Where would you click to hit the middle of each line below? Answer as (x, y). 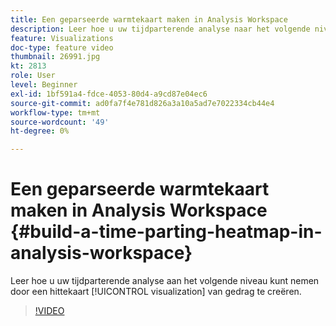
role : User (33, 76)
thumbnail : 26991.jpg (55, 57)
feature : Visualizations (62, 38)
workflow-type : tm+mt (55, 112)
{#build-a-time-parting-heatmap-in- (166, 232)
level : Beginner (44, 85)
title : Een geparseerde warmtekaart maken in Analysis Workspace (149, 19)
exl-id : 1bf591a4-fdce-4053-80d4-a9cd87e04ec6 (109, 94)
